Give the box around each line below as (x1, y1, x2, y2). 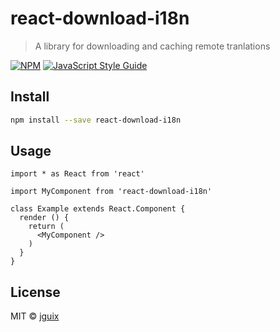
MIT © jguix (10, 310, 60, 322)
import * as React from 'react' (10, 169, 145, 179)
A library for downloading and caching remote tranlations (34, 40, 271, 52)
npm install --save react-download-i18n (10, 115, 182, 125)
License (10, 283, 61, 301)
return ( (28, 222, 65, 232)
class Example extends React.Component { (10, 204, 186, 214)
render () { (19, 213, 70, 223)
